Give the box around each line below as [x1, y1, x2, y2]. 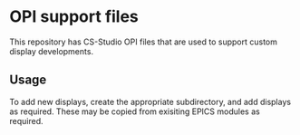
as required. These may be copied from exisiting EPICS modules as [9, 106, 260, 117]
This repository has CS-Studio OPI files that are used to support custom [9, 36, 278, 47]
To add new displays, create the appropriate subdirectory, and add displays [9, 96, 292, 107]
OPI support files [9, 6, 139, 27]
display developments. [9, 45, 93, 56]
